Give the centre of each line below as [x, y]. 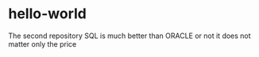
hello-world [48, 14]
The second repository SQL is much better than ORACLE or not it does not [130, 36]
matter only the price [43, 44]
